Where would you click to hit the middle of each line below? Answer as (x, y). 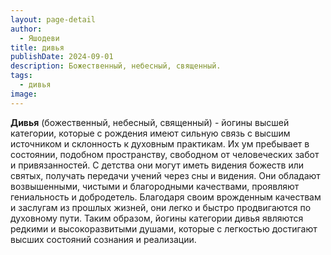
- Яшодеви (39, 38)
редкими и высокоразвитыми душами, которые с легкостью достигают (164, 228)
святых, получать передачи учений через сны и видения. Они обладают (165, 175)
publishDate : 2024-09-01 (62, 57)
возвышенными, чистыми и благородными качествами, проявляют (155, 186)
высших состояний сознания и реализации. (103, 239)
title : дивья (37, 47)
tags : (21, 76)
